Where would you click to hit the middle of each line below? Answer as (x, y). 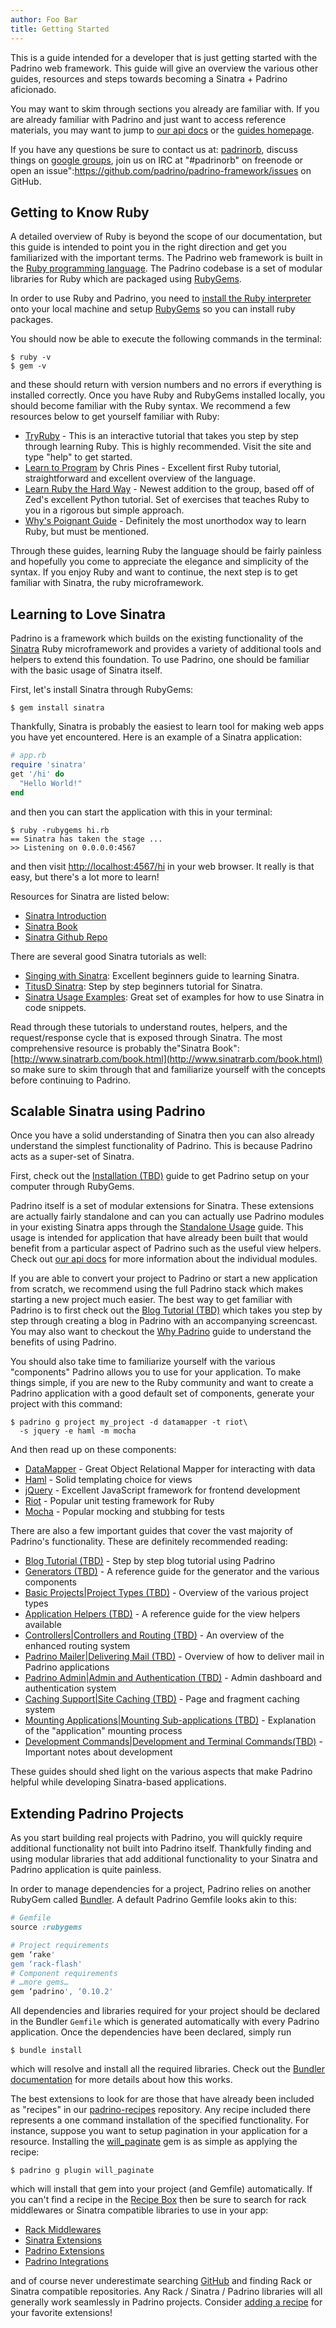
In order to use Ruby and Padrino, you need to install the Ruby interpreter (161, 298)
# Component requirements (64, 1973)
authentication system (70, 1688)
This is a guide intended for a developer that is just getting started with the (164, 57)
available (43, 1625)
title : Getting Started (60, 29)
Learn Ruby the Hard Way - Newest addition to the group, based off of (169, 489)
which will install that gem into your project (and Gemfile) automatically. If (161, 2189)
